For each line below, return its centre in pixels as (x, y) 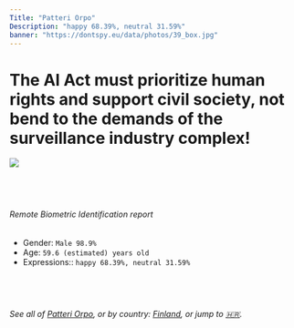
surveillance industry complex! (130, 138)
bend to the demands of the (116, 118)
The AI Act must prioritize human (137, 80)
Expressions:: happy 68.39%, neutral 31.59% (106, 261)
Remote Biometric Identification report (81, 214)
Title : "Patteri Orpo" (52, 18)
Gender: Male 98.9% (60, 242)
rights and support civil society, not (147, 99)
